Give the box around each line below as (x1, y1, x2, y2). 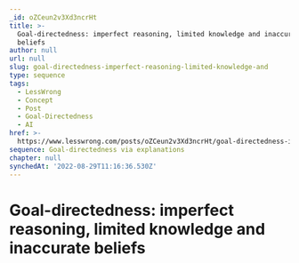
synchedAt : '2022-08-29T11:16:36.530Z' (9, 162, 158, 171)
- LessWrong (17, 87, 62, 96)
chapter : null (9, 153, 62, 163)
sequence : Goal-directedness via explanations (9, 145, 185, 154)
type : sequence (9, 71, 66, 80)
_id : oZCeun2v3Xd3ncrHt (9, 12, 98, 22)
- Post (17, 104, 42, 113)
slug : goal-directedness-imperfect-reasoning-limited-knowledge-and (9, 63, 269, 72)
